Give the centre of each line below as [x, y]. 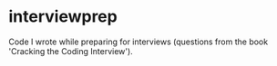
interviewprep [63, 17]
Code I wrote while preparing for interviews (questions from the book [138, 42]
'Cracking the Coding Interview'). [71, 51]
